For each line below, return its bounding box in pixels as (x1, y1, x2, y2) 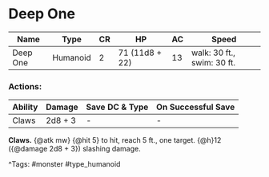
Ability (12, 101, 38, 112)
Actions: (8, 81, 42, 92)
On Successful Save (155, 101, 235, 112)
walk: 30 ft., (191, 47, 236, 58)
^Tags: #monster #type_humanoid (8, 159, 121, 169)
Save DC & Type (86, 101, 149, 112)
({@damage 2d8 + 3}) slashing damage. (8, 144, 142, 154)
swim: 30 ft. (191, 57, 236, 68)
